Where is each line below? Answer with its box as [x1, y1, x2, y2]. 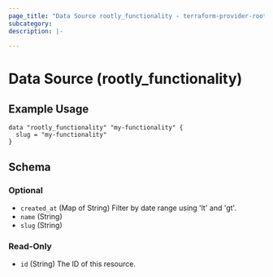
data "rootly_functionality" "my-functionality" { [8, 124, 184, 132]
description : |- [8, 27, 63, 35]
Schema [8, 160, 51, 174]
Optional [8, 184, 43, 196]
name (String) [19, 211, 63, 221]
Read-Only [8, 240, 53, 252]
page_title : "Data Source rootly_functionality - [8, 11, 180, 20]
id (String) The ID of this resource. [19, 259, 136, 269]
